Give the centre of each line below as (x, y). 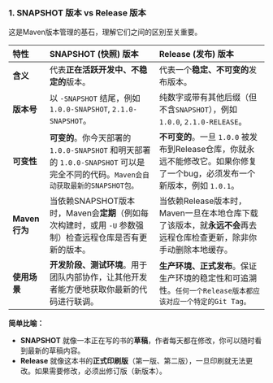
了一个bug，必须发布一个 (207, 174)
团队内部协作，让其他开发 (98, 277)
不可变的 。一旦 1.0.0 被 (204, 137)
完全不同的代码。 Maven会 (96, 175)
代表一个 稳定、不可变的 (204, 70)
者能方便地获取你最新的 (94, 289)
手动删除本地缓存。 (196, 250)
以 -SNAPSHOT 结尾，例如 (95, 98)
